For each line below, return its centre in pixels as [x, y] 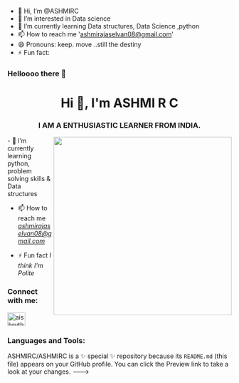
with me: [23, 301]
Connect [22, 292]
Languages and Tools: [46, 340]
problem [20, 171]
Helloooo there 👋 [37, 73]
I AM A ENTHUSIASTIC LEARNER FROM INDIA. [119, 126]
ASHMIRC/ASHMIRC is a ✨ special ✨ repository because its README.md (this [117, 356]
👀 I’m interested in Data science [64, 19]
